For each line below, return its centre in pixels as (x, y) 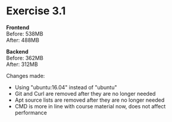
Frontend (18, 27)
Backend (17, 51)
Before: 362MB (25, 58)
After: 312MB (22, 64)
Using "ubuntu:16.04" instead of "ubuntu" (66, 87)
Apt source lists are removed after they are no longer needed (90, 100)
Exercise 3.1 (36, 11)
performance (31, 112)
